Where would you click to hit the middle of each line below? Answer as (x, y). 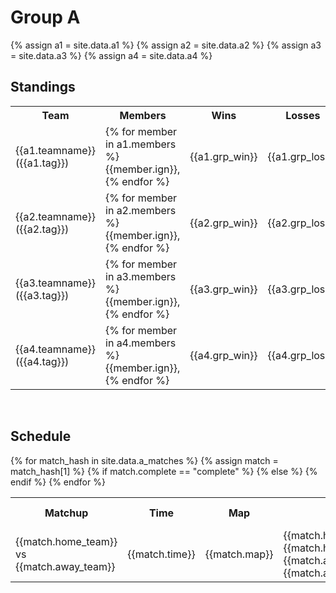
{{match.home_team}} (66, 541)
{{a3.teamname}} (55, 283)
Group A (45, 17)
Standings (43, 87)
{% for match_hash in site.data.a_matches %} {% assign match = (144, 460)
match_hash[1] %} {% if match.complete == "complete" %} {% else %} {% (164, 471)
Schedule (41, 436)
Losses (303, 115)
